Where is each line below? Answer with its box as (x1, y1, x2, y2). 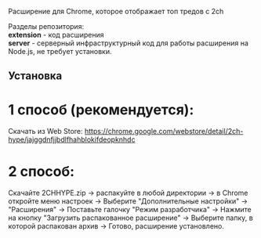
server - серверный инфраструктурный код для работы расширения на (8, 38, 248, 48)
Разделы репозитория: (8, 22, 85, 31)
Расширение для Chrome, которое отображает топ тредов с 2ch (8, 7, 224, 16)
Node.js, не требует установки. (8, 47, 112, 56)
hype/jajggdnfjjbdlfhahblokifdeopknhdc (8, 135, 136, 144)
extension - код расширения (8, 31, 104, 39)
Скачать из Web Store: (8, 127, 84, 136)
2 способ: (8, 162, 75, 180)
